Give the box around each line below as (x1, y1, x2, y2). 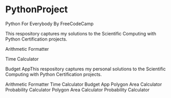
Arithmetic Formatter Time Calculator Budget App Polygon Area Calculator (5, 81, 162, 87)
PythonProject (5, 4, 68, 15)
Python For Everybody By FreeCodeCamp (5, 21, 94, 27)
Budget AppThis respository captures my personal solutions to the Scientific (5, 66, 166, 72)
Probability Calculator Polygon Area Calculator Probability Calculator (5, 86, 150, 93)
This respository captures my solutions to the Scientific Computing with (5, 30, 156, 36)
